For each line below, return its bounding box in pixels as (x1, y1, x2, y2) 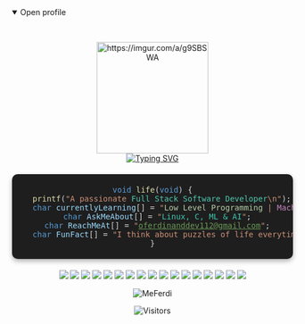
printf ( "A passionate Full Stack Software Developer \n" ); (32, 194, 292, 204)
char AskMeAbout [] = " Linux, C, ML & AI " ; (62, 212, 252, 221)
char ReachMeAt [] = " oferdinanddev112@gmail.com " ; (44, 220, 270, 230)
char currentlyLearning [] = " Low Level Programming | (32, 203, 273, 212)
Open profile (20, 7, 67, 17)
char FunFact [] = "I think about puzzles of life (32, 229, 254, 239)
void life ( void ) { (112, 185, 193, 195)
